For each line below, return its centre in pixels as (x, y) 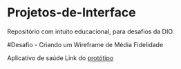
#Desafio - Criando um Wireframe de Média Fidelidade (85, 44)
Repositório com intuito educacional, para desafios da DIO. (91, 31)
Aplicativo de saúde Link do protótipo (60, 58)
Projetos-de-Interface (72, 13)
